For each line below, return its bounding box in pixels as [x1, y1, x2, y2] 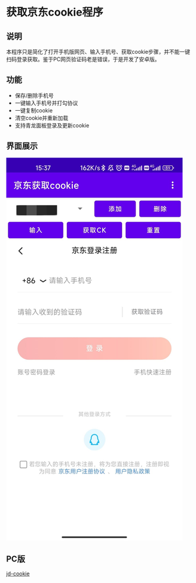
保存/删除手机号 [14, 92, 54, 99]
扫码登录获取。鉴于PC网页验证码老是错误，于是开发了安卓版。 [6, 56, 160, 63]
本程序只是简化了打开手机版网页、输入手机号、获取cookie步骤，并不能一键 [6, 48, 191, 55]
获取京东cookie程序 [6, 5, 103, 19]
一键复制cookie [14, 107, 53, 114]
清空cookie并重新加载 [14, 114, 69, 122]
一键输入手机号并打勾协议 [14, 99, 78, 107]
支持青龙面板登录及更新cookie [14, 122, 90, 129]
